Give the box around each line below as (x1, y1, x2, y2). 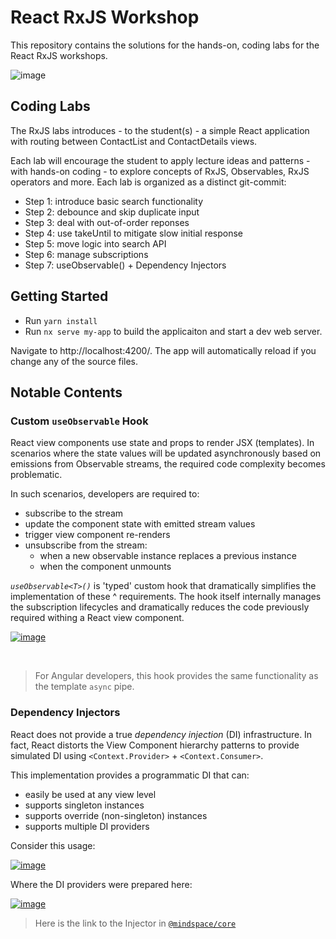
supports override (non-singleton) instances (24, 809, 208, 821)
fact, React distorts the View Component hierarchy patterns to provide (10, 739, 300, 751)
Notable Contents (10, 384, 123, 401)
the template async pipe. (34, 681, 135, 693)
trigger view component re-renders (24, 529, 171, 541)
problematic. (10, 469, 63, 481)
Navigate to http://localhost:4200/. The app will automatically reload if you (10, 344, 317, 356)
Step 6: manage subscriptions (24, 248, 149, 260)
